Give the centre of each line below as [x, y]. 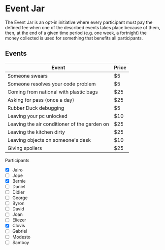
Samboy [21, 242]
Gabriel [20, 231]
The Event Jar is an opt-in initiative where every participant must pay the [79, 22]
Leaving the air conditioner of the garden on [58, 124]
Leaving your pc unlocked [38, 116]
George [20, 198]
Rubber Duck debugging [36, 108]
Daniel [19, 186]
